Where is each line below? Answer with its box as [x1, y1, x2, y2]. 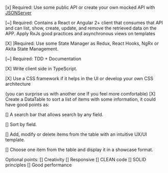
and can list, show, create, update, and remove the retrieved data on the [5, 25, 157, 31]
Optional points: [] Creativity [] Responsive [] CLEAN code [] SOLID [5, 157, 147, 162]
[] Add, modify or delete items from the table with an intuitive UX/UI [5, 131, 147, 137]
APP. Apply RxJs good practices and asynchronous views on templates [5, 31, 156, 36]
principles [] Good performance [5, 162, 72, 168]
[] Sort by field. [5, 121, 37, 127]
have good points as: [5, 102, 50, 108]
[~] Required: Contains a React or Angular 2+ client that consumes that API [5, 20, 163, 26]
